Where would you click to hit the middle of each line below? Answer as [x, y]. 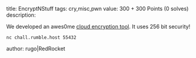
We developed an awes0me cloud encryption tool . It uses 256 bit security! [98, 27]
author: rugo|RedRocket [36, 48]
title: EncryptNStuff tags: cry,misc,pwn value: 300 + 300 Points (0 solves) [97, 9]
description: [21, 15]
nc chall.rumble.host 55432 [41, 38]
